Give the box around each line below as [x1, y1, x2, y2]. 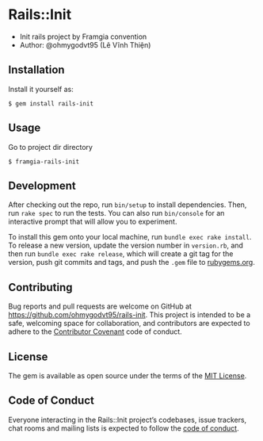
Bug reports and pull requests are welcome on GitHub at [8, 301, 192, 311]
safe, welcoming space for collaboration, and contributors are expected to [8, 319, 251, 328]
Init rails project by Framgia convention [19, 32, 147, 41]
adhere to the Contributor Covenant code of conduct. [8, 327, 182, 336]
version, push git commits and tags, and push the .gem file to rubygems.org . [8, 258, 256, 267]
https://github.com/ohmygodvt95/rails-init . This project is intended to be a [8, 310, 251, 320]
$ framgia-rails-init [8, 157, 80, 166]
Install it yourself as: [8, 84, 74, 94]
